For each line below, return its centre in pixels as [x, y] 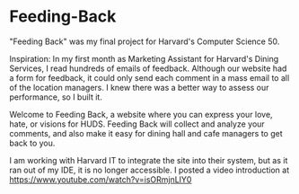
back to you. [32, 143]
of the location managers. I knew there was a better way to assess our [139, 87]
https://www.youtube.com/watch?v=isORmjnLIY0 [101, 179]
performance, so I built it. [56, 97]
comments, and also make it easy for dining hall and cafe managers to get [146, 133]
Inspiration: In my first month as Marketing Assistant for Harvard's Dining [144, 58]
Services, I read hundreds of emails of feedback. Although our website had [148, 68]
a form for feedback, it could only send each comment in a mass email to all [149, 77]
